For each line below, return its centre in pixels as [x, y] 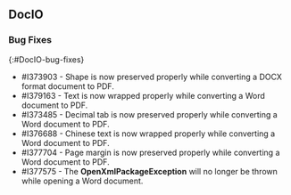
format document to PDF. [68, 86]
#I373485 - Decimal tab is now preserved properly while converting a [149, 114]
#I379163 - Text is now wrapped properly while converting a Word [143, 95]
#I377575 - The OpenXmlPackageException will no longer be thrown [149, 171]
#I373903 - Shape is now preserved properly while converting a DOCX [152, 77]
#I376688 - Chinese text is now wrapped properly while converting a [148, 134]
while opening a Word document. [82, 181]
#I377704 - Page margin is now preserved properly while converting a [150, 152]
